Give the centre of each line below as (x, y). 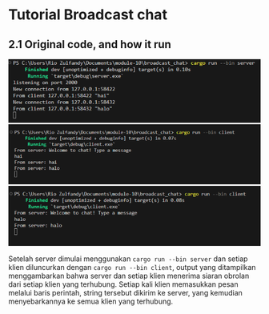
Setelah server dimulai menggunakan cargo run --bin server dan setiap (128, 259)
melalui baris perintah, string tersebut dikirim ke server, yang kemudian (125, 293)
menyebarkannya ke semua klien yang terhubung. (91, 301)
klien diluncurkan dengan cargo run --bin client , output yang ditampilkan (132, 268)
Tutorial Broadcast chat (88, 15)
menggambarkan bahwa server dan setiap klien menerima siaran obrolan (129, 276)
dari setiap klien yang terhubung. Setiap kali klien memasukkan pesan (123, 284)
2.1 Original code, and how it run (90, 44)
